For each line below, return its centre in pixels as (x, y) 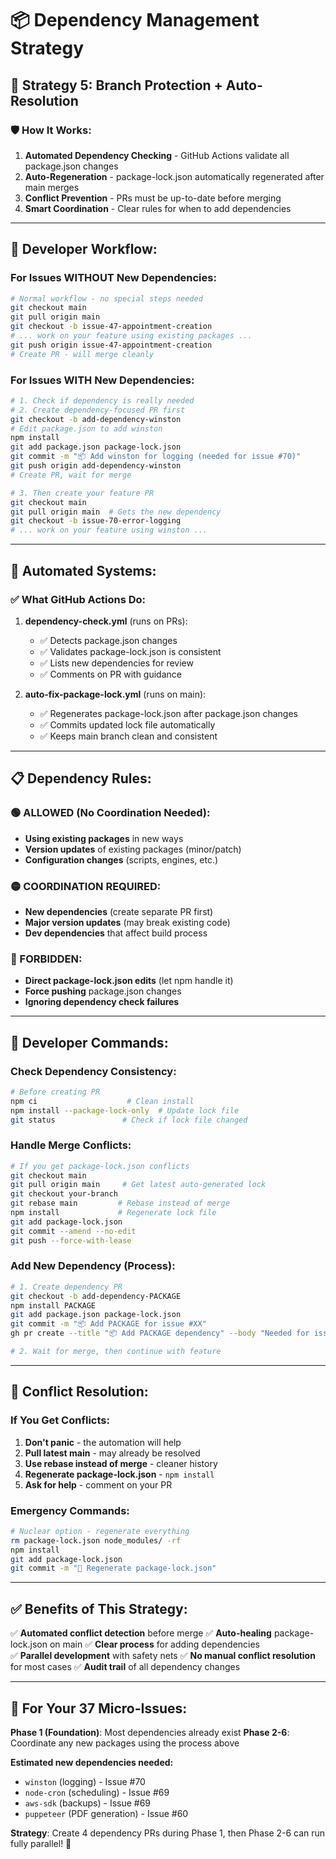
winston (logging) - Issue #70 (85, 1781)
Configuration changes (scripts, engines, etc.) (121, 859)
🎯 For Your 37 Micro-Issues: (99, 1708)
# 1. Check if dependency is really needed (102, 400)
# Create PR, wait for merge (71, 475)
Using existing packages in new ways (104, 838)
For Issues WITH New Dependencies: (102, 380)
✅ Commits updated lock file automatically (127, 724)
